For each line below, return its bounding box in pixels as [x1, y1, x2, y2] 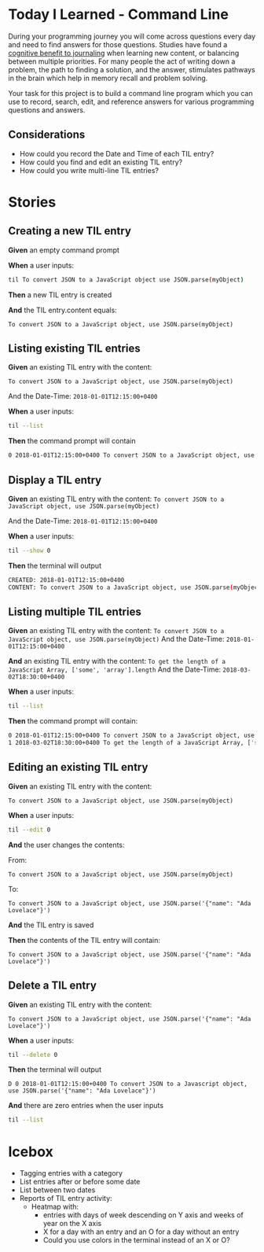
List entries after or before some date [19, 1177, 141, 1187]
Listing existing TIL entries [8, 342, 141, 355]
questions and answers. [8, 105, 86, 115]
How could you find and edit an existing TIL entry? [19, 157, 183, 167]
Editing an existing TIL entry [8, 760, 148, 774]
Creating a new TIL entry [8, 224, 132, 238]
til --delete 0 [8, 1051, 58, 1059]
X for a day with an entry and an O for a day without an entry [42, 1227, 240, 1236]
